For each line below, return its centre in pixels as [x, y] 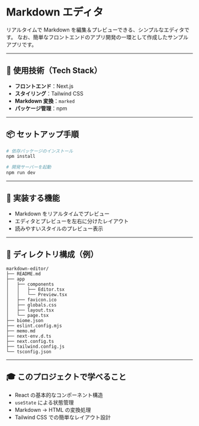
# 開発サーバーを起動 [29, 167]
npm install [21, 157]
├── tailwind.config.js [36, 346]
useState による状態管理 [44, 402]
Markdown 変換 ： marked [45, 101]
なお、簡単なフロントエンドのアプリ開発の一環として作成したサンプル [103, 37]
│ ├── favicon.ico [32, 300]
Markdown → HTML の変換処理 [53, 409]
